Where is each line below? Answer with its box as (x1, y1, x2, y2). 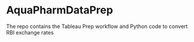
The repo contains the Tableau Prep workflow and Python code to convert (6, 23, 188, 30)
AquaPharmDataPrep (6, 3, 113, 17)
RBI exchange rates (6, 29, 54, 36)
